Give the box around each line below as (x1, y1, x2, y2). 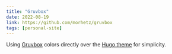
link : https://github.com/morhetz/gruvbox (6, 19, 113, 25)
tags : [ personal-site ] (6, 25, 62, 31)
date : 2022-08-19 (6, 14, 49, 20)
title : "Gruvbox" (6, 8, 49, 15)
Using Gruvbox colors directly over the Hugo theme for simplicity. (6, 41, 167, 48)
